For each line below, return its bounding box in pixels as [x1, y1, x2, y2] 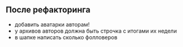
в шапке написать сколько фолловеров [14, 33, 118, 41]
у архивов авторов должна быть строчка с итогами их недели [14, 27, 178, 34]
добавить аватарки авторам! [14, 20, 90, 28]
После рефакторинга [5, 5, 91, 15]
